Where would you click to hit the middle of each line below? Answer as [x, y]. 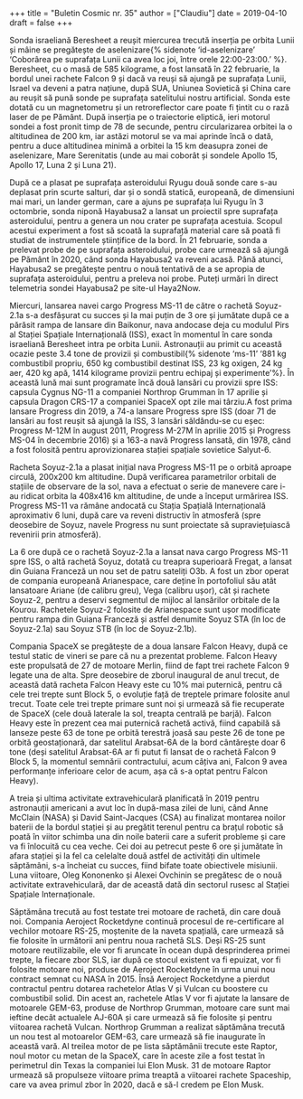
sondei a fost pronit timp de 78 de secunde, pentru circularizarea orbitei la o [151, 127]
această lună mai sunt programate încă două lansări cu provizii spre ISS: [144, 382]
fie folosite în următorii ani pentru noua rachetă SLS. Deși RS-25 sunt [137, 940]
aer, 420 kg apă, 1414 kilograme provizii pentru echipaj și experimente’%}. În [152, 373]
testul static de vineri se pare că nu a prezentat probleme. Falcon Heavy [143, 656]
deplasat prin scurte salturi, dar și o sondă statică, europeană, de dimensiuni [152, 192]
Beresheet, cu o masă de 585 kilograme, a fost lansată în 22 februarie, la [145, 69]
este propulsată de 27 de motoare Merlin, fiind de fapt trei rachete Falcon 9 [149, 665]
